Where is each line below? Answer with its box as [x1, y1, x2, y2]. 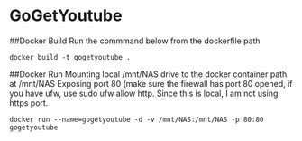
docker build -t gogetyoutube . [9, 52, 131, 61]
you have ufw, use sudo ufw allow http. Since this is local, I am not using [9, 88, 279, 99]
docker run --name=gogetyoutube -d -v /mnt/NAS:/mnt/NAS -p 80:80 [9, 115, 264, 124]
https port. [9, 97, 49, 108]
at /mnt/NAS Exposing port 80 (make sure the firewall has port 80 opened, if [9, 78, 293, 89]
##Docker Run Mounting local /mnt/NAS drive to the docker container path [9, 69, 288, 80]
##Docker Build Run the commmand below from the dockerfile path [9, 35, 261, 46]
